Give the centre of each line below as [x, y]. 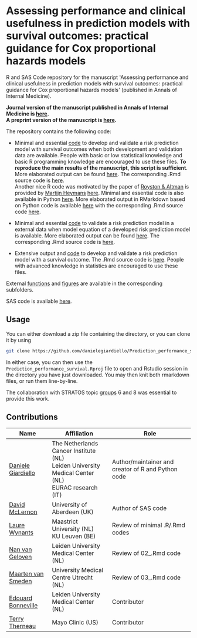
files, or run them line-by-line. [42, 381]
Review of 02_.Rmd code [146, 553]
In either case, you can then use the [49, 362]
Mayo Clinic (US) [75, 623]
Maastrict [65, 521]
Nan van [21, 550]
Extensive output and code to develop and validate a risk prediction [96, 253]
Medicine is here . [28, 114]
